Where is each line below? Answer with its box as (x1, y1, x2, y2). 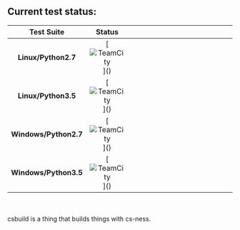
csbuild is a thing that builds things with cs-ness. (7, 214, 151, 223)
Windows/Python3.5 (11, 167, 84, 177)
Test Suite (29, 26, 65, 36)
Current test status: (7, 6, 97, 18)
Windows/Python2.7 (11, 129, 84, 139)
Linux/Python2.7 (17, 52, 76, 62)
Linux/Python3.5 (17, 91, 76, 101)
